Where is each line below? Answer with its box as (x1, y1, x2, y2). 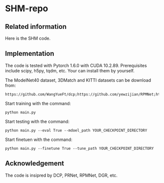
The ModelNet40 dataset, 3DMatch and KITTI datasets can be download (5, 77, 151, 83)
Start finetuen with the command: (5, 137, 72, 142)
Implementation (5, 49, 55, 58)
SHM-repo (5, 3, 48, 14)
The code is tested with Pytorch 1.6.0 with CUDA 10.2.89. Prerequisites (5, 62, 147, 69)
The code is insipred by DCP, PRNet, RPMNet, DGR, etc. (5, 172, 118, 178)
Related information (5, 23, 67, 31)
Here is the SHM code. (5, 35, 51, 41)
